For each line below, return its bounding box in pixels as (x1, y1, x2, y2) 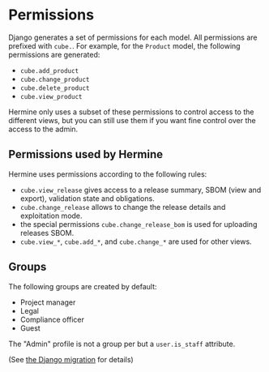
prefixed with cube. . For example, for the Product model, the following (8, 41, 241, 50)
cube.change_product (19, 75, 90, 83)
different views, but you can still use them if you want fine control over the (8, 115, 257, 125)
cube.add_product (19, 66, 79, 75)
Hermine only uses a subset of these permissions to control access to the (8, 107, 254, 117)
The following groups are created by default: (8, 281, 157, 291)
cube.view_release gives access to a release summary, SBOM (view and (19, 185, 262, 195)
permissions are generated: (8, 49, 100, 59)
